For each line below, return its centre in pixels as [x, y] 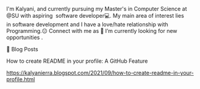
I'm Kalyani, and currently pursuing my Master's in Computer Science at [97, 9]
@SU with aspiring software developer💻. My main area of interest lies [95, 16]
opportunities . [25, 37]
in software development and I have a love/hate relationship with [87, 24]
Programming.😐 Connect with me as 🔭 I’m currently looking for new [92, 31]
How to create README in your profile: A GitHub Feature [77, 61]
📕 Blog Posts [22, 49]
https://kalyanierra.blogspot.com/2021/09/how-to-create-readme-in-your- [100, 73]
